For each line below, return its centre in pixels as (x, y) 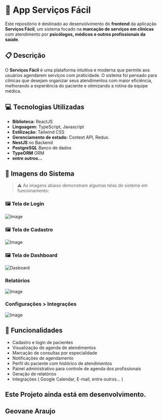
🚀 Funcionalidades (34, 330)
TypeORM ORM (28, 153)
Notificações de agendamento (43, 358)
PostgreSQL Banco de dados (42, 148)
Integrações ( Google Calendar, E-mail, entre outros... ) (68, 379)
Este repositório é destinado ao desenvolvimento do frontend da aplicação (81, 24)
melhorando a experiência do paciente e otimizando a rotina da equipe (77, 85)
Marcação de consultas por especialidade (54, 353)
